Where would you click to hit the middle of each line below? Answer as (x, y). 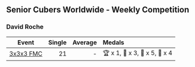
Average (85, 42)
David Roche (25, 27)
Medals (113, 42)
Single (57, 42)
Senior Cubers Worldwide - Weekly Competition (98, 10)
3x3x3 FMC (26, 54)
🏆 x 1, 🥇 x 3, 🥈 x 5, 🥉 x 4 (137, 53)
